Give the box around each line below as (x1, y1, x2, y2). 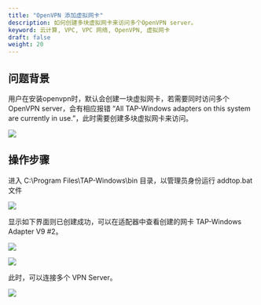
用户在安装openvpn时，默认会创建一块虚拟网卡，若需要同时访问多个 (8, 93, 230, 103)
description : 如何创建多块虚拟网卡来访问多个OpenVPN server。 (8, 19, 197, 27)
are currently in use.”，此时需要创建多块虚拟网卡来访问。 (8, 113, 193, 122)
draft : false (8, 33, 51, 42)
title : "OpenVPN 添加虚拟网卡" (8, 11, 104, 20)
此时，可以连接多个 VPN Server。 (8, 272, 117, 282)
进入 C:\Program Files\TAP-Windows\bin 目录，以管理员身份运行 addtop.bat (8, 176, 253, 185)
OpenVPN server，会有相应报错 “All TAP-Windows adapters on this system (8, 103, 251, 113)
